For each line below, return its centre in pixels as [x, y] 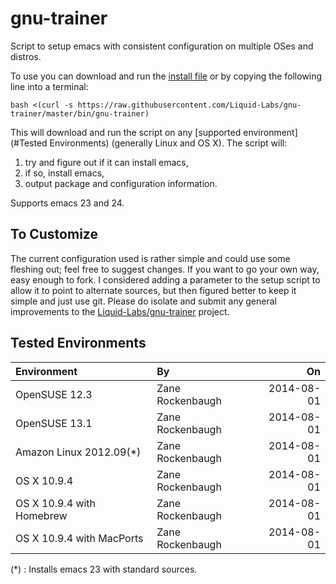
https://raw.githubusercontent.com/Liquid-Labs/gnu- [189, 105]
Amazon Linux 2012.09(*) [78, 452]
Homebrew [41, 515]
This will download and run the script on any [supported [126, 132]
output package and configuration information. [121, 183]
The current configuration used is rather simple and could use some [150, 258]
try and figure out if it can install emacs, [106, 162]
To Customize [54, 234]
